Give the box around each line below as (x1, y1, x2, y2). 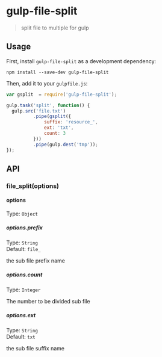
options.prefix (6, 224, 43, 231)
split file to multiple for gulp (20, 24, 89, 31)
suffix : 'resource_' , (44, 119, 98, 125)
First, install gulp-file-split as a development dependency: (6, 57, 157, 64)
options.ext (6, 311, 36, 318)
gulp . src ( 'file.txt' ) (11, 108, 66, 114)
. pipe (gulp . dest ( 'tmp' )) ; (33, 141, 98, 147)
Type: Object (6, 210, 38, 217)
